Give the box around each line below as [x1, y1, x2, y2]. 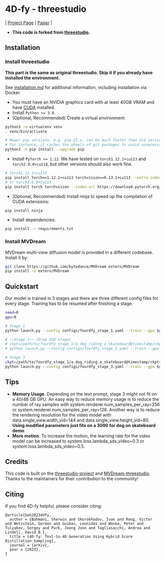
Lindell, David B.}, [5, 530, 48, 535]
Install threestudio [5, 58, 50, 65]
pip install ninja [5, 208, 43, 213]
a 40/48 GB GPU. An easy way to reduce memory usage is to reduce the [12, 396, 160, 402]
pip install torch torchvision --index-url [5, 184, 96, 189]
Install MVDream [5, 238, 46, 245]
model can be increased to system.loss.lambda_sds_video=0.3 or [12, 438, 144, 444]
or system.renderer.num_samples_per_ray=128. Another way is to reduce [12, 406, 160, 412]
